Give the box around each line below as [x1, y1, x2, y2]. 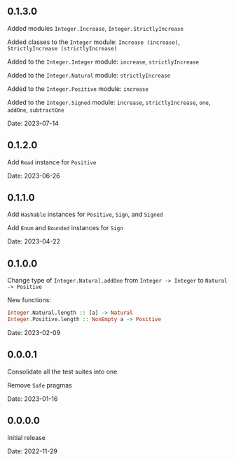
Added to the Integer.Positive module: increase [7, 84, 149, 93]
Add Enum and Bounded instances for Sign [7, 224, 124, 232]
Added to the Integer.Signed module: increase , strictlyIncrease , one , [7, 98, 211, 106]
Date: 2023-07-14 [7, 119, 60, 127]
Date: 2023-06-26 [7, 171, 61, 180]
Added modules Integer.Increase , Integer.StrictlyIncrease [7, 24, 184, 32]
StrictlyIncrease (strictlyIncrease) [7, 45, 118, 52]
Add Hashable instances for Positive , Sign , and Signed [7, 210, 163, 219]
